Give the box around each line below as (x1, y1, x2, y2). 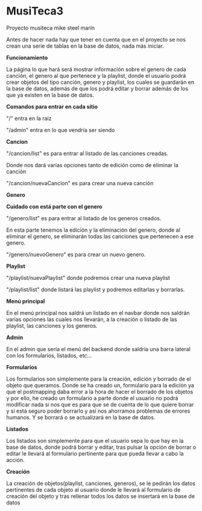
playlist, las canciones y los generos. (6, 322, 98, 329)
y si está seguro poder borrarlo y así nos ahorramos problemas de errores (6, 407, 191, 414)
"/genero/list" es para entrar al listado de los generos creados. (6, 214, 162, 221)
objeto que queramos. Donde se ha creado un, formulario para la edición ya (6, 381, 195, 389)
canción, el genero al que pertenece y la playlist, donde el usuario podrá (6, 72, 186, 79)
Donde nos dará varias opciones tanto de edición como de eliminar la (6, 161, 179, 168)
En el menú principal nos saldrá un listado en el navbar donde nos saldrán (6, 309, 190, 316)
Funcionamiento (6, 54, 48, 61)
